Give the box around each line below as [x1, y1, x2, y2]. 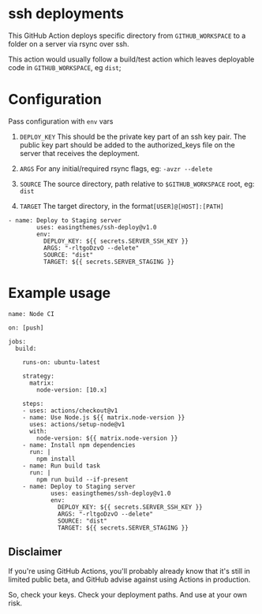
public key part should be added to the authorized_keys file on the [19, 140, 235, 150]
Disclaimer [8, 545, 62, 559]
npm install [36, 455, 77, 463]
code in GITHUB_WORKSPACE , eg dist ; [8, 62, 122, 72]
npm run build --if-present [36, 475, 129, 483]
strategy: [22, 372, 55, 380]
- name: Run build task [22, 462, 101, 470]
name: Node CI [8, 310, 55, 318]
